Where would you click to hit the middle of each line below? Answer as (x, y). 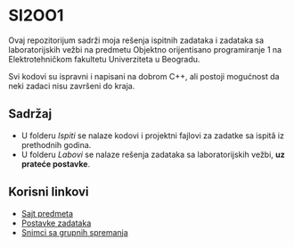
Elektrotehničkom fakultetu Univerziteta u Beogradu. (104, 59)
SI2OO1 (36, 16)
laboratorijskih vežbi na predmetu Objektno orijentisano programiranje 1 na (145, 49)
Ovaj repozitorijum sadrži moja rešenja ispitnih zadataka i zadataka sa (136, 40)
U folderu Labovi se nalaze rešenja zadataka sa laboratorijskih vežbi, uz (153, 154)
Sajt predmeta (47, 213)
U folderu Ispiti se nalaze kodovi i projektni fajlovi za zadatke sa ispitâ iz (152, 136)
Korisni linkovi (49, 192)
